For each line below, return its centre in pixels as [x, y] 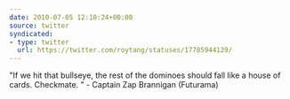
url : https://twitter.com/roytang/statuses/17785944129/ [125, 50]
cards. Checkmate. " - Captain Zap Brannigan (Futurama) [114, 85]
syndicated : [31, 34]
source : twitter [39, 26]
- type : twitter [39, 42]
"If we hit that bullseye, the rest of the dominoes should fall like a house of [145, 75]
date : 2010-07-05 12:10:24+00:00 [71, 17]
